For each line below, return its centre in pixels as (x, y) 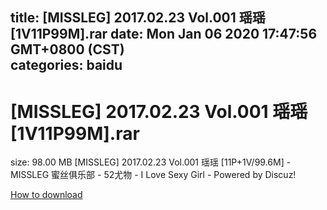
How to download (46, 195)
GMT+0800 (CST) (67, 49)
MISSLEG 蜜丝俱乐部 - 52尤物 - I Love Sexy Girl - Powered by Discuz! (153, 175)
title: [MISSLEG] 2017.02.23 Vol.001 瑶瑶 (138, 18)
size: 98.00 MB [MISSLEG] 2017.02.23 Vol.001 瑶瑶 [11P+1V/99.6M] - (151, 162)
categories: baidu (66, 65)
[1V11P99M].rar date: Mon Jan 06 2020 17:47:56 (164, 34)
